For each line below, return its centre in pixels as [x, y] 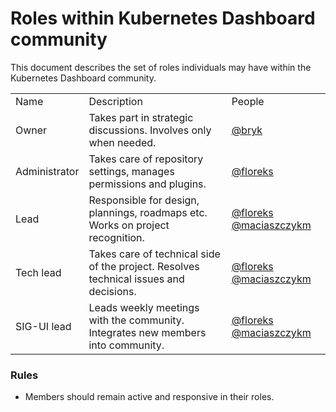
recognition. [116, 237]
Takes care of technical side [154, 254]
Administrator [47, 171]
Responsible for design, [144, 200]
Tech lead [38, 272]
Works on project [129, 225]
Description [115, 101]
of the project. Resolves [144, 266]
